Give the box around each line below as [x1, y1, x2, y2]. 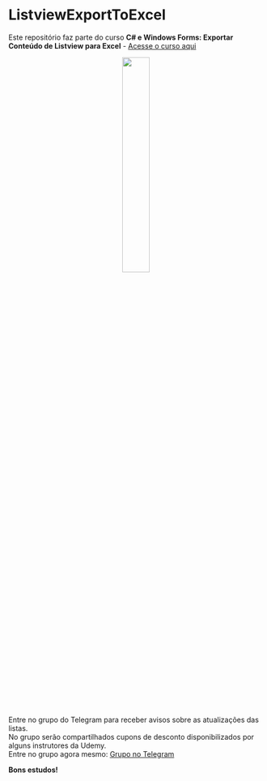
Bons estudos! [8, 765, 58, 775]
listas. [8, 723, 28, 733]
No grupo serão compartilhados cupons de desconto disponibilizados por [8, 732, 255, 741]
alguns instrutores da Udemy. [8, 741, 107, 750]
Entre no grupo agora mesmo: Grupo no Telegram [8, 749, 175, 758]
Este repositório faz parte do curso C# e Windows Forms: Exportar [8, 32, 234, 42]
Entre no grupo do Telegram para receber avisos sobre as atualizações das [8, 715, 259, 724]
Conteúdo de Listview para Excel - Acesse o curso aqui [8, 40, 197, 50]
